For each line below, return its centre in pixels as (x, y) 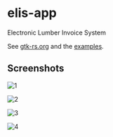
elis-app (32, 13)
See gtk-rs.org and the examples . (55, 46)
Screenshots (36, 68)
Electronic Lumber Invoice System (57, 32)
